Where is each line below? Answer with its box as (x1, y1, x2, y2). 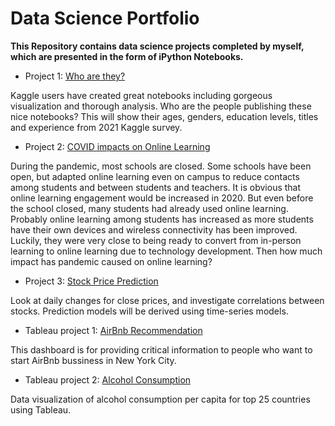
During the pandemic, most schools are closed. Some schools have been (10, 160, 312, 172)
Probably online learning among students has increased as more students (10, 213, 314, 225)
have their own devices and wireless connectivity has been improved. (10, 223, 298, 236)
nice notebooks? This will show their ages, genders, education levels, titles (10, 110, 319, 122)
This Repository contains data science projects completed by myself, (10, 40, 305, 52)
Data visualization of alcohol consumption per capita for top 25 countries (10, 393, 311, 405)
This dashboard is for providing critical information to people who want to (10, 343, 313, 356)
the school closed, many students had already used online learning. (10, 202, 289, 214)
